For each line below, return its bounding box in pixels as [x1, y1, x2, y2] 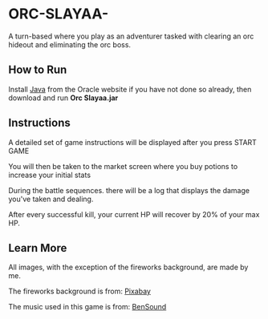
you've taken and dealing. [8, 194, 94, 204]
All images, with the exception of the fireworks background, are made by [8, 262, 249, 273]
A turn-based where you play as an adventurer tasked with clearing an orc [8, 31, 254, 41]
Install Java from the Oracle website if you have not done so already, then [8, 84, 252, 94]
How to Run [8, 63, 67, 77]
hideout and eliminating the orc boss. [8, 39, 131, 49]
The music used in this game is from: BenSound [8, 302, 167, 312]
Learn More [8, 241, 67, 255]
